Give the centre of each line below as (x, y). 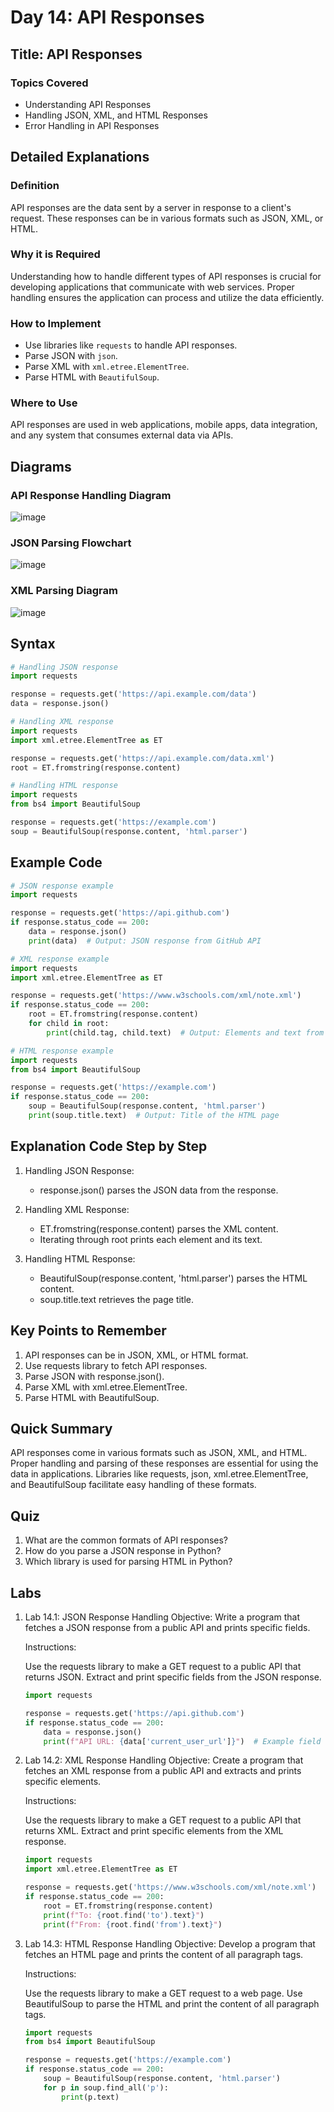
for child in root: (69, 1024)
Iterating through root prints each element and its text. (151, 1239)
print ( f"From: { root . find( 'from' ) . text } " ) (133, 1924)
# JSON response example (62, 886)
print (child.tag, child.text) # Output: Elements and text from (185, 1032)
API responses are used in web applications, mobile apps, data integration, (164, 425)
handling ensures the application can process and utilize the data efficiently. (167, 297)
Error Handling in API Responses (92, 125)
